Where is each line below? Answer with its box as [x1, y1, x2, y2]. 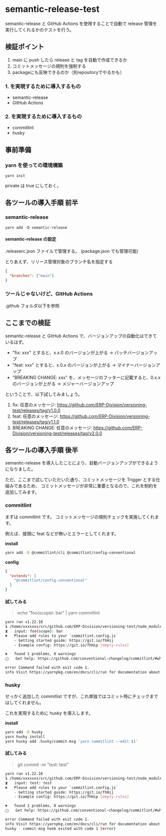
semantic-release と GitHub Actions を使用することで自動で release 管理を [5, 20, 157, 26]
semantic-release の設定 [5, 236, 57, 242]
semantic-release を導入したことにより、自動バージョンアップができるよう [5, 460, 159, 466]
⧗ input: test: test [5, 780, 52, 785]
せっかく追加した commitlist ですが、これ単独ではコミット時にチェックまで [5, 693, 159, 699]
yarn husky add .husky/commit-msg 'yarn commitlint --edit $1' [5, 739, 138, 744]
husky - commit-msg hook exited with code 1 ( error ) [5, 826, 116, 831]
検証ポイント [5, 43, 44, 51]
